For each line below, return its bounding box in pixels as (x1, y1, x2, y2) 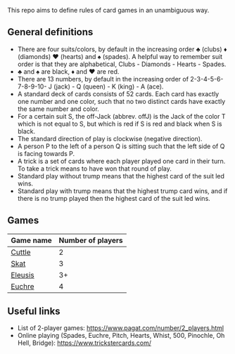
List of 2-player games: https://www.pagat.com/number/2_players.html (17, 324, 224, 332)
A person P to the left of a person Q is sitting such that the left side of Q (17, 142, 225, 150)
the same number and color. (17, 105, 100, 113)
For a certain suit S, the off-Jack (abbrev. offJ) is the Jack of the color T (17, 112, 226, 120)
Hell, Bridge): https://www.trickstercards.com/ (17, 339, 152, 347)
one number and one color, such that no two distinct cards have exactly (17, 97, 226, 105)
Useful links (7, 306, 61, 317)
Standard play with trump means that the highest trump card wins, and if (17, 186, 228, 195)
